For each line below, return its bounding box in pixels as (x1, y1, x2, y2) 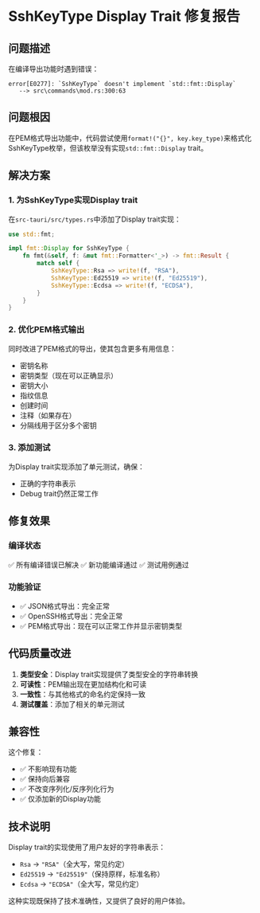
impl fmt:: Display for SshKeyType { (8, 245, 130, 253)
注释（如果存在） (19, 410, 76, 420)
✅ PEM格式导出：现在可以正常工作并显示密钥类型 (19, 621, 183, 630)
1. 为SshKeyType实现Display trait (8, 194, 138, 206)
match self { (37, 260, 80, 268)
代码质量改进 (8, 647, 72, 660)
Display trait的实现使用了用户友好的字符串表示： (8, 842, 165, 852)
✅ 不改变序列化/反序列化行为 (19, 784, 114, 793)
